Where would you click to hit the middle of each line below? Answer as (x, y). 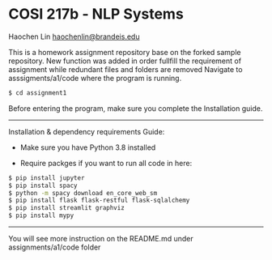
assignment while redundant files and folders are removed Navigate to (125, 69)
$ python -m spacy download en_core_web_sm (83, 193)
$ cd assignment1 (38, 93)
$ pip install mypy (41, 215)
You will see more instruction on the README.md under (101, 239)
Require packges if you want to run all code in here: (106, 163)
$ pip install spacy (43, 185)
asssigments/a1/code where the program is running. (95, 78)
